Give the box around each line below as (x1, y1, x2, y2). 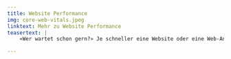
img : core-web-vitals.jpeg (7, 16, 85, 23)
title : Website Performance (7, 10, 88, 17)
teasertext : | (7, 29, 48, 36)
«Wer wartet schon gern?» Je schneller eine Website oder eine (19, 36, 205, 43)
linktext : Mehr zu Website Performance (7, 23, 122, 29)
